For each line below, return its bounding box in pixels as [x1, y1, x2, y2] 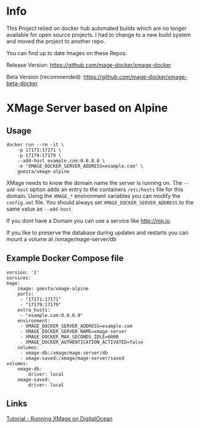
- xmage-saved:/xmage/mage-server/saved [20, 355, 124, 361]
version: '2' [6, 269, 40, 276]
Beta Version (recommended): [6, 73, 83, 80]
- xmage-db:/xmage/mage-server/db [20, 350, 108, 356]
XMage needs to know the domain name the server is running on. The [6, 179, 182, 186]
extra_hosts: [17, 307, 51, 313]
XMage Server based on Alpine [6, 101, 168, 115]
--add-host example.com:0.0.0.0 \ [17, 157, 105, 163]
